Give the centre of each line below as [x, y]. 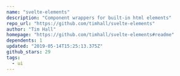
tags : [13, 58]
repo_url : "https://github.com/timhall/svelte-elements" [81, 23]
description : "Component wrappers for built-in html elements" [89, 18]
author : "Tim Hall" [31, 29]
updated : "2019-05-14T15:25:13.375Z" [55, 47]
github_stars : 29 [29, 52]
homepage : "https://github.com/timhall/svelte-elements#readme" [90, 35]
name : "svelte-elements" [38, 12]
